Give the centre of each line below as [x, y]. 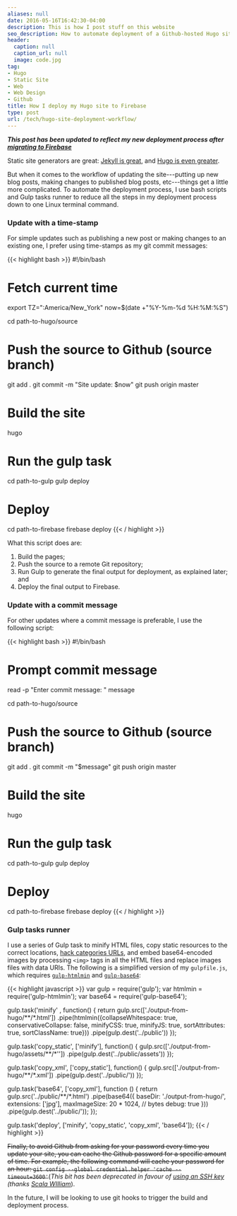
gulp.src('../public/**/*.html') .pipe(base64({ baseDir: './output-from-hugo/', [117, 1096]
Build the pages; [41, 556]
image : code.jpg [37, 60]
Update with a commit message [62, 604]
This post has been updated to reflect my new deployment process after [116, 139]
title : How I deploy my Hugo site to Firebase [77, 106]
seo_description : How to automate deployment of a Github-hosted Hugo [113, 34]
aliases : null [28, 14]
